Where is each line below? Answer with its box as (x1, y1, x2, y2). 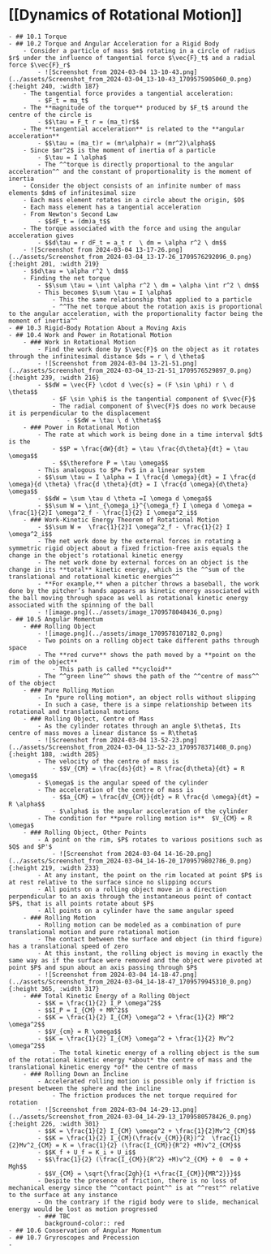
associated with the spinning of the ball (8, 601, 154, 609)
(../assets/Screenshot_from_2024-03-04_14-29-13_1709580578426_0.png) (8, 1113, 252, 1121)
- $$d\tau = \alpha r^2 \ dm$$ (23, 266, 129, 275)
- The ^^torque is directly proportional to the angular (37, 160, 234, 168)
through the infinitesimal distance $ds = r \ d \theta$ (8, 352, 205, 361)
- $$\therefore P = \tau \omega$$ (51, 459, 169, 467)
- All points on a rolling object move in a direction (37, 885, 227, 893)
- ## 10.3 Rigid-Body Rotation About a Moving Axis (8, 323, 187, 332)
